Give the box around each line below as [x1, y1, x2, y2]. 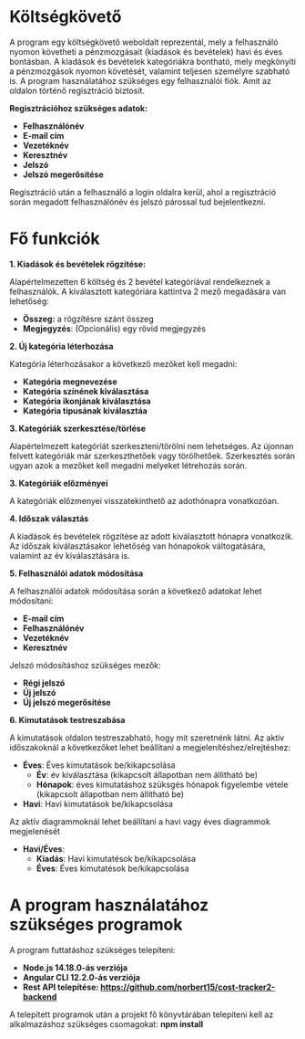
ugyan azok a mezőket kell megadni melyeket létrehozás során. [9, 459, 248, 471]
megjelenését [9, 825, 61, 836]
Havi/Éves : [22, 843, 66, 855]
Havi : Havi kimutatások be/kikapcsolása [22, 798, 173, 809]
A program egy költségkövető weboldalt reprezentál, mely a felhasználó [9, 37, 279, 47]
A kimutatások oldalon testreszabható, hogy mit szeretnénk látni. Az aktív [9, 732, 285, 743]
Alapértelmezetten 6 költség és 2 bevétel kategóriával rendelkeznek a [9, 276, 271, 287]
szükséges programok [9, 915, 183, 935]
